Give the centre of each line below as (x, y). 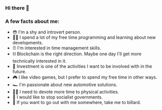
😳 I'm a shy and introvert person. (47, 32)
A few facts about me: (32, 21)
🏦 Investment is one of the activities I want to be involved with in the (82, 66)
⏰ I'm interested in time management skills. (57, 48)
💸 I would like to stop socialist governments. (58, 97)
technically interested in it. (39, 61)
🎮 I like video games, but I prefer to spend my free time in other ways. (85, 77)
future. (19, 72)
